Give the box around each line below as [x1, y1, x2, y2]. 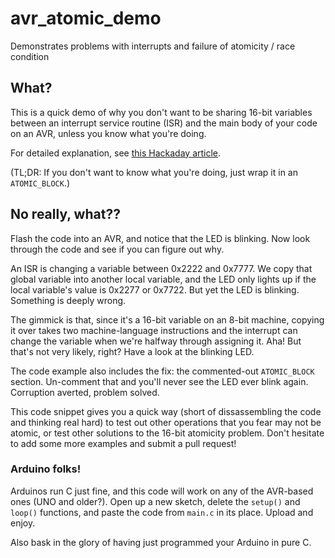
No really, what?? [10, 206, 121, 223]
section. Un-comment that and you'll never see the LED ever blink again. [10, 375, 309, 387]
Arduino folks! [10, 462, 82, 476]
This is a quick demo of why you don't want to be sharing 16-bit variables [10, 106, 313, 118]
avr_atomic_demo [10, 7, 162, 30]
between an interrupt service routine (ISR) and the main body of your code [10, 117, 318, 129]
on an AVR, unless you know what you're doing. [10, 127, 207, 139]
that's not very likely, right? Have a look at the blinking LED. [10, 345, 255, 357]
